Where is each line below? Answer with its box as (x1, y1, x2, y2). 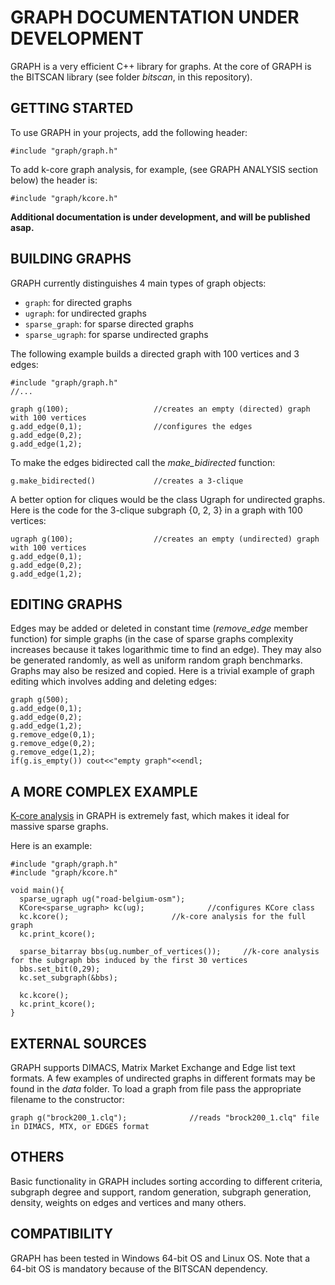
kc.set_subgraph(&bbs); (19, 973, 118, 983)
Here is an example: (10, 840, 93, 852)
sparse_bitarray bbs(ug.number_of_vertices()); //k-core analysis (19, 947, 320, 957)
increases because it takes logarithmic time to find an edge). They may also (10, 644, 322, 656)
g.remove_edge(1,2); (10, 747, 97, 758)
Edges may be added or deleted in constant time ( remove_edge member (10, 622, 309, 635)
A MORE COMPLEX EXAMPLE (10, 783, 198, 800)
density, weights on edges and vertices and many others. (10, 1196, 247, 1208)
